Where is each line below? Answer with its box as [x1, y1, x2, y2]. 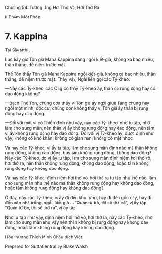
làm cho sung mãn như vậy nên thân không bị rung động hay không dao [5, 219, 148, 225]
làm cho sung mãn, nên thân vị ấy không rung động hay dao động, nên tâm [5, 125, 155, 131]
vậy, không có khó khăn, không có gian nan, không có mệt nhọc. [5, 135, 134, 141]
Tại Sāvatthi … [5, 47, 33, 53]
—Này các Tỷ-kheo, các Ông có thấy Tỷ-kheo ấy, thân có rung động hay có [5, 85, 156, 91]
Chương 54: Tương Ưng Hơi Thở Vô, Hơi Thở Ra [5, 5, 100, 10]
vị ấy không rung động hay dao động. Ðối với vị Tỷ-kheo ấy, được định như [5, 130, 154, 136]
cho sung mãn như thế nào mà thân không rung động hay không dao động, [5, 180, 155, 186]
